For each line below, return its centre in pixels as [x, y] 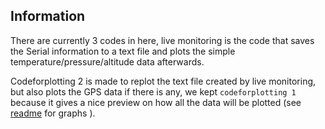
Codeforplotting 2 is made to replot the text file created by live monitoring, [163, 81]
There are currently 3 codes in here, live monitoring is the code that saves [162, 40]
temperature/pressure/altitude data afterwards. [107, 61]
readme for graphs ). [53, 113]
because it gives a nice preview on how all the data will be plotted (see [156, 102]
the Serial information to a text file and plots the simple [123, 51]
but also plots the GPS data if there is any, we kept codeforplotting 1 [153, 91]
